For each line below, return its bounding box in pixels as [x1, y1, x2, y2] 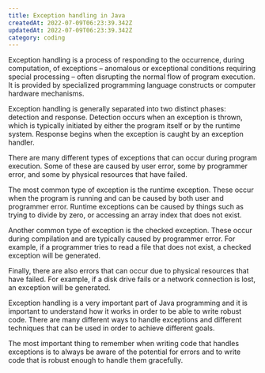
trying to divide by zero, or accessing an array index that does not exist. [8, 210, 243, 220]
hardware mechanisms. [8, 89, 85, 99]
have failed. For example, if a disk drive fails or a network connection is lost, [8, 274, 256, 284]
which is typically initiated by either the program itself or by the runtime [8, 121, 240, 130]
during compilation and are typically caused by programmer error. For [8, 234, 236, 243]
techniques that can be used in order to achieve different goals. [8, 323, 215, 333]
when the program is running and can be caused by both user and [8, 194, 224, 203]
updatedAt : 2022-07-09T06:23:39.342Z [8, 26, 133, 34]
